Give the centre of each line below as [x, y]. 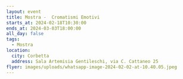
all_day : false [25, 34]
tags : [13, 39]
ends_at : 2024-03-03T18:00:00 [44, 28]
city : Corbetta [30, 56]
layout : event [24, 12]
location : [18, 50]
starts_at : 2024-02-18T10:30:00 [46, 23]
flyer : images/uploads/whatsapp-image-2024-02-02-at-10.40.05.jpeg [92, 67]
